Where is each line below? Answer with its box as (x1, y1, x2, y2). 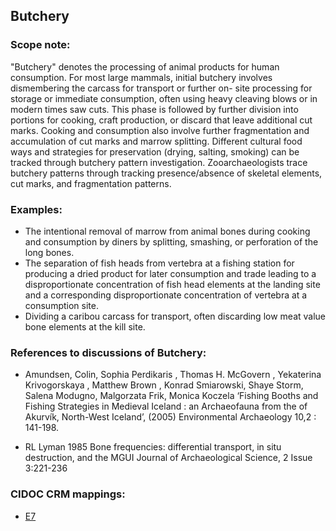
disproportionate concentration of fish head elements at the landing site (24, 278, 321, 290)
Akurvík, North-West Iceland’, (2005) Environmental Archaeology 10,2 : (24, 411, 317, 423)
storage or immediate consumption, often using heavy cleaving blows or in (10, 92, 318, 104)
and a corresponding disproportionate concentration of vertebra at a (24, 289, 308, 301)
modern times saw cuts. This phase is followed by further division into (10, 103, 299, 115)
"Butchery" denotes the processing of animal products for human (10, 60, 280, 73)
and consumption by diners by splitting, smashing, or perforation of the (24, 235, 319, 248)
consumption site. (24, 299, 99, 311)
